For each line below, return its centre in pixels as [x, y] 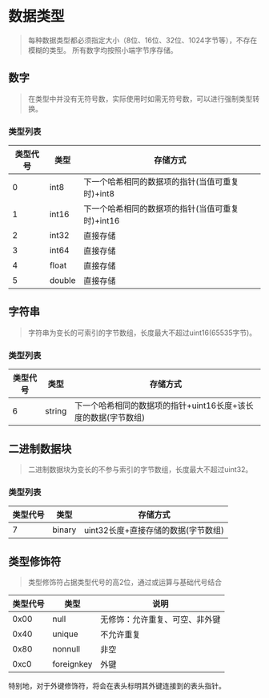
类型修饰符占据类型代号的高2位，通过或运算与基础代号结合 [125, 583]
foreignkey [72, 664]
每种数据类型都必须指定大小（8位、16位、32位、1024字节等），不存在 [143, 40]
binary [64, 530]
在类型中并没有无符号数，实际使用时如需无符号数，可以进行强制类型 [140, 99]
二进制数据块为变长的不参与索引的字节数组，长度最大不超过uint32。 [140, 469]
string [56, 411]
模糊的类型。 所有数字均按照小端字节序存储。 [102, 50]
